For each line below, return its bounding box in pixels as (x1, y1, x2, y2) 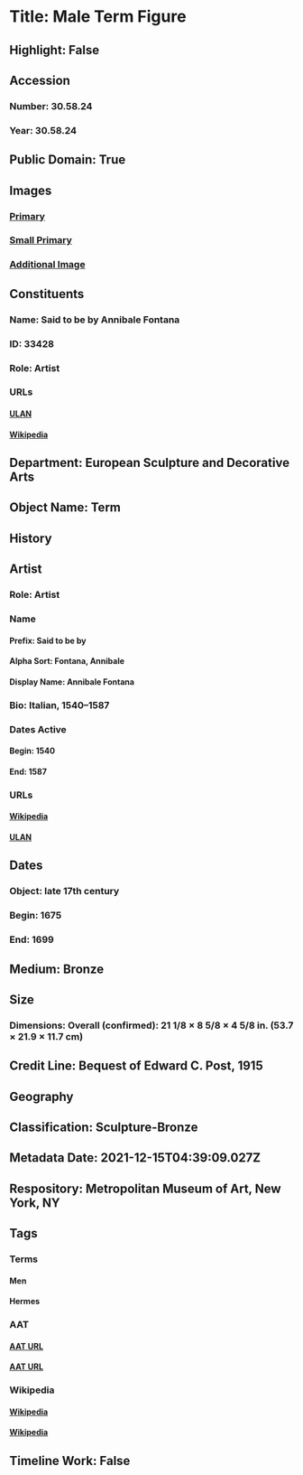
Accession (9, 72, 70, 88)
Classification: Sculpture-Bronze (9, 1119, 198, 1134)
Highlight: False (9, 42, 100, 58)
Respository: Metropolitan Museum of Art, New (9, 1181, 281, 1196)
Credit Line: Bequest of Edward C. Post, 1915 (9, 1059, 263, 1074)
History (9, 530, 52, 546)
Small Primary (9, 234, 72, 247)
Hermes (9, 1296, 41, 1307)
